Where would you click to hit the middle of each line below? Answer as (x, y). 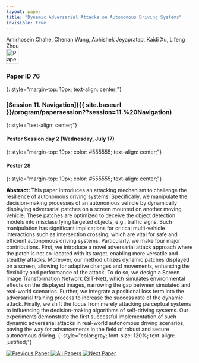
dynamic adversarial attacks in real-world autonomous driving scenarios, (96, 323)
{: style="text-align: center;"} (42, 125)
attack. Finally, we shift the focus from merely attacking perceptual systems (99, 304)
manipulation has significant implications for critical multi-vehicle (86, 228)
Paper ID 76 (23, 76)
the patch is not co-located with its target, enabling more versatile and (92, 254)
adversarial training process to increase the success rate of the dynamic (95, 298)
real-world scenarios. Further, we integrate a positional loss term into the (95, 292)
